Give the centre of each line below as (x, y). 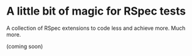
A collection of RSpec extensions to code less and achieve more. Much (96, 28)
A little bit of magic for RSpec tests (96, 11)
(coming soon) (25, 46)
